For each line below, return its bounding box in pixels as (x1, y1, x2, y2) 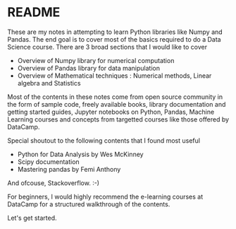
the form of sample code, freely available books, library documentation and (7, 100, 226, 108)
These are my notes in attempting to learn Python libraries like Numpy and (7, 28, 223, 36)
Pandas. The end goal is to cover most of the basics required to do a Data (7, 35, 221, 43)
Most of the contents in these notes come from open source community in (7, 93, 223, 101)
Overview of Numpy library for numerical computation (17, 56, 175, 64)
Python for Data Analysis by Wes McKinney (17, 150, 144, 158)
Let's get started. (7, 213, 58, 222)
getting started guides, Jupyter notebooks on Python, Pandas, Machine (7, 107, 215, 116)
